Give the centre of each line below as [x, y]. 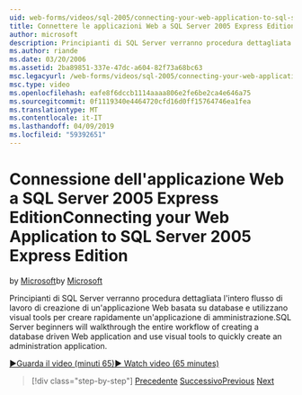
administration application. [58, 346]
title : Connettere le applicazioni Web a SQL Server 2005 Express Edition [152, 26]
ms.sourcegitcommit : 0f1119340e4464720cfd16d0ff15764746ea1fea [130, 101]
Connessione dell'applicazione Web [147, 180]
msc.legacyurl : [38, 76]
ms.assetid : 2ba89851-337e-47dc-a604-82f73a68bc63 [106, 68]
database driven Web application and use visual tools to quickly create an [146, 336]
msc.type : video [40, 85]
